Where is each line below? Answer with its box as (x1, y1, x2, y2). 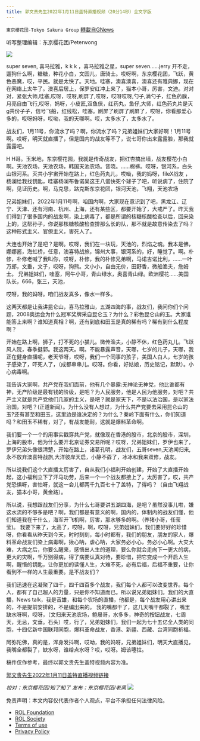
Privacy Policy (14, 727, 50, 735)
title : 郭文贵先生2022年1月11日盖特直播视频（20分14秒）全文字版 (6, 8, 152, 15)
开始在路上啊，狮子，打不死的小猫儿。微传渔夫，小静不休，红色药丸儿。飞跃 (6, 338, 194, 345)
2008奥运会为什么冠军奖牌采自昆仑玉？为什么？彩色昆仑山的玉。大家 (16, 310, 186, 317)
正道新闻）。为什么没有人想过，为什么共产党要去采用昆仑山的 (39, 403, 189, 410)
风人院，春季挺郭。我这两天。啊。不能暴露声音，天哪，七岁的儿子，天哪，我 (6, 345, 194, 353)
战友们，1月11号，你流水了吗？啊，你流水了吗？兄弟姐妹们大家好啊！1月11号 (6, 127, 192, 134)
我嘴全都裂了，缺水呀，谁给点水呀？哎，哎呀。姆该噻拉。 (6, 646, 147, 653)
